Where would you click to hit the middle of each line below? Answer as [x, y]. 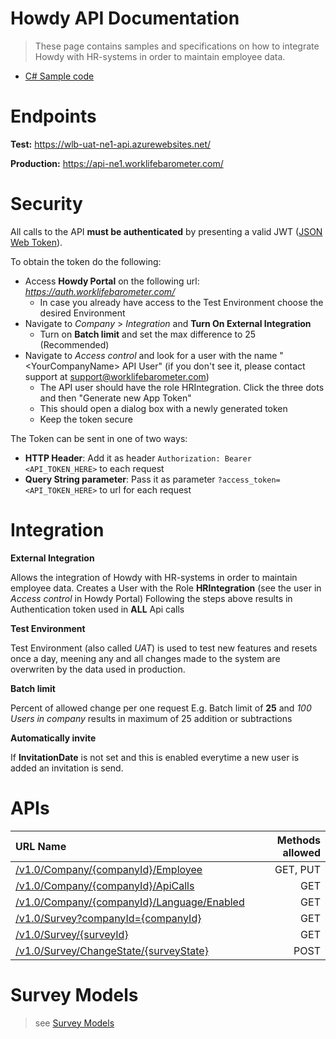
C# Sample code [59, 76]
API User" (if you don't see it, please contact [213, 366]
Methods [298, 840]
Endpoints [53, 116]
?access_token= [249, 480]
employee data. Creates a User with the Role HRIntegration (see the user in [166, 588]
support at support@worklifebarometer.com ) [117, 376]
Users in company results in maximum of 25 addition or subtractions [151, 718]
